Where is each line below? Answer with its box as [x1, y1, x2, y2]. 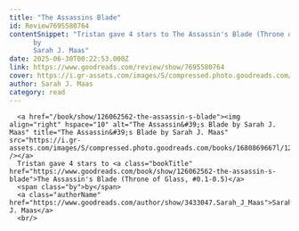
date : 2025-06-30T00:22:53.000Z [9, 54, 129, 63]
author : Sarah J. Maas [9, 79, 93, 88]
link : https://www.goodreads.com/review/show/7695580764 [9, 63, 225, 72]
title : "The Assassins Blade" [9, 12, 122, 22]
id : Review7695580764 [9, 21, 90, 30]
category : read [9, 87, 66, 96]
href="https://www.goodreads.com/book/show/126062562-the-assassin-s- [9, 167, 277, 176]
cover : [9, 71, 34, 80]
